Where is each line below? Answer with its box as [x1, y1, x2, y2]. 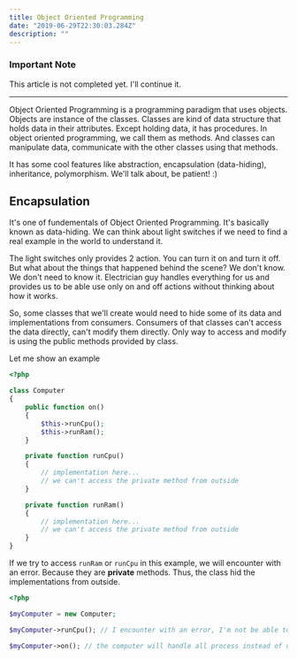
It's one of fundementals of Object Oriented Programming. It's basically [9, 218, 270, 228]
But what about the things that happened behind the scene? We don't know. [9, 263, 286, 273]
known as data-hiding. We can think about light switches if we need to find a [9, 226, 288, 237]
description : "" [9, 29, 69, 38]
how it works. [9, 291, 58, 302]
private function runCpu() [25, 452, 125, 461]
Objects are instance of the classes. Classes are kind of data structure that [9, 113, 281, 124]
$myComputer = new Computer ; [9, 609, 117, 618]
